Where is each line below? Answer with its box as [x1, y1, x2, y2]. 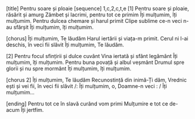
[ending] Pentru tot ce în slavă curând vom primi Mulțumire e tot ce [6, 100, 169, 107]
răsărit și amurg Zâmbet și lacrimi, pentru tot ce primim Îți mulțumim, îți [6, 11, 177, 18]
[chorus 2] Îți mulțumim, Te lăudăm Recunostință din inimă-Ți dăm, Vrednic [6, 76, 187, 83]
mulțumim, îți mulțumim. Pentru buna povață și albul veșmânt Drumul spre [6, 59, 185, 66]
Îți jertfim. [21, 107, 44, 113]
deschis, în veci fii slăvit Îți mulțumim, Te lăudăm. [6, 41, 125, 48]
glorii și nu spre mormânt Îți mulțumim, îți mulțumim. [6, 65, 132, 72]
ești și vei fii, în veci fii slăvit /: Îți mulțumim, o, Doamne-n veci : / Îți [6, 83, 167, 90]
